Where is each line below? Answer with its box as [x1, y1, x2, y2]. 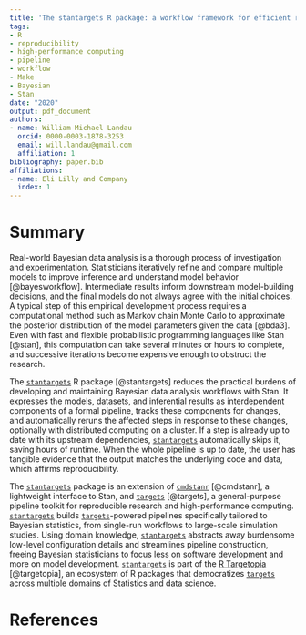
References [9, 609, 98, 630]
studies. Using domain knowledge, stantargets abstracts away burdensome [9, 529, 295, 540]
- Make [9, 73, 35, 82]
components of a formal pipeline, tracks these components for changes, [9, 405, 280, 416]
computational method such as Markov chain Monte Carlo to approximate [9, 311, 285, 322]
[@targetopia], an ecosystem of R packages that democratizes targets [9, 568, 276, 579]
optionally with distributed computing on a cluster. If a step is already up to [9, 425, 290, 435]
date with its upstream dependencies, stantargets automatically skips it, [9, 435, 281, 446]
